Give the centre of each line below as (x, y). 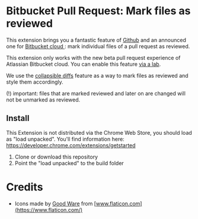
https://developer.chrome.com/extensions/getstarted (71, 145)
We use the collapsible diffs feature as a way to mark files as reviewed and (97, 75)
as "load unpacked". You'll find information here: (65, 139)
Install (18, 118)
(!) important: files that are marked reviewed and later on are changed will (96, 93)
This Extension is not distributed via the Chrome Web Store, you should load (99, 132)
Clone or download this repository (56, 157)
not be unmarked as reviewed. (43, 100)
